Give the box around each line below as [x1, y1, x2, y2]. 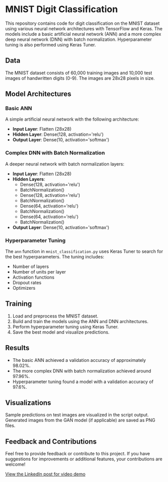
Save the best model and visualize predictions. [12, 329, 110, 335]
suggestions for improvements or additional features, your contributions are [5, 456, 162, 462]
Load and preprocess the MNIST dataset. [12, 313, 98, 319]
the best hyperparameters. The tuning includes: [5, 254, 104, 260]
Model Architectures [5, 90, 72, 98]
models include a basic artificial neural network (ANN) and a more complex [5, 31, 161, 37]
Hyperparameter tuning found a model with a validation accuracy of [12, 379, 154, 385]
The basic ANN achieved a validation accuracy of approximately [12, 357, 146, 363]
